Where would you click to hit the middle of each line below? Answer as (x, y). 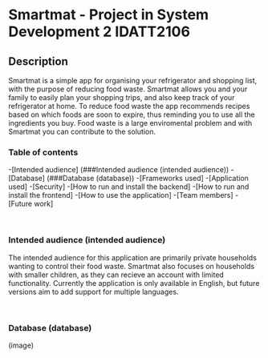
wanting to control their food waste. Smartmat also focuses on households (132, 266)
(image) (21, 345)
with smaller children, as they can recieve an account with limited (116, 275)
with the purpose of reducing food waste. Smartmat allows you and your (128, 89)
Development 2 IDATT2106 (99, 32)
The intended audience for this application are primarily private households (132, 257)
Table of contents (43, 152)
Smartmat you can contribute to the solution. (82, 131)
